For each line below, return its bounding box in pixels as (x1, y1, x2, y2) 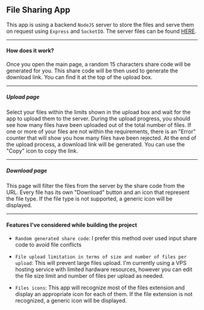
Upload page (6, 93, 40, 100)
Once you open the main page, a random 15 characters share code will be (6, 61, 191, 68)
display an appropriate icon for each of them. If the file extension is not (15, 291, 193, 298)
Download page (6, 167, 47, 174)
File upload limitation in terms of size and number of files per (15, 254, 187, 260)
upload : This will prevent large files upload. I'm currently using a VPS (15, 260, 187, 267)
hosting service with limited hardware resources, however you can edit (15, 266, 192, 273)
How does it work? (6, 47, 55, 54)
